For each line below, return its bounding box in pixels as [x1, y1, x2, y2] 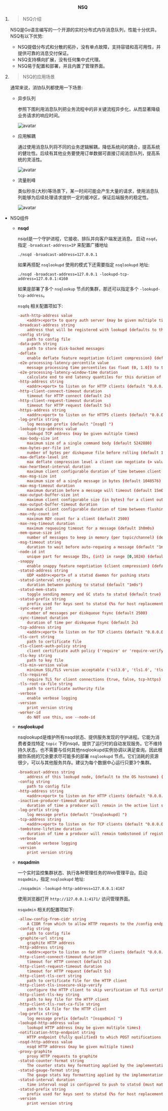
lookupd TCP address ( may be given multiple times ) [27, 431, 139, 436]
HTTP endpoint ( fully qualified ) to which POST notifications [27, 1035, 161, 1040]
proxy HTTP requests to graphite [27, 1054, 98, 1059]
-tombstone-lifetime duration [17, 826, 82, 832]
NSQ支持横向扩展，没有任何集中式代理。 [17, 56, 103, 63]
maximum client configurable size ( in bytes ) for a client [27, 497, 155, 502]
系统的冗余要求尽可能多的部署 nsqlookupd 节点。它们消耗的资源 [26, 753, 159, 759]
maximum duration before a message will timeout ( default [27, 488, 152, 493]
